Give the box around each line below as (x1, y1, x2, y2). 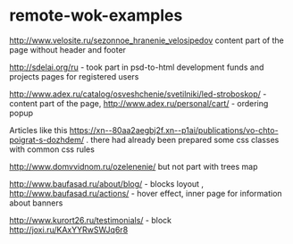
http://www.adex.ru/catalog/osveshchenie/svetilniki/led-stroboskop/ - (9, 88, 267, 99)
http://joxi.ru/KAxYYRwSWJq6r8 (9, 224, 129, 235)
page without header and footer (9, 44, 127, 55)
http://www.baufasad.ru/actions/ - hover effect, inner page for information (9, 188, 283, 198)
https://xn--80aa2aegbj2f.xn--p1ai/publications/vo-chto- (69, 124, 279, 135)
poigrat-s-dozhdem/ (9, 134, 85, 145)
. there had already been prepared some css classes (86, 134, 280, 145)
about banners (9, 198, 63, 208)
